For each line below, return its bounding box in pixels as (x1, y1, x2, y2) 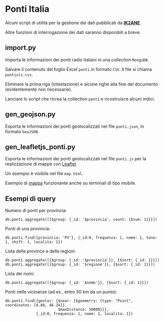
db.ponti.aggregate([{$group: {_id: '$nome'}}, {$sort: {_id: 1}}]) (5, 280, 149, 285)
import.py (5, 43, 36, 52)
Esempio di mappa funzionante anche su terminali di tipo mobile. (5, 180, 136, 186)
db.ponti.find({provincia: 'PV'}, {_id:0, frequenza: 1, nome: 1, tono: (5, 235, 158, 240)
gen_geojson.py (5, 110, 56, 119)
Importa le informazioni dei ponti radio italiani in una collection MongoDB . (5, 57, 149, 63)
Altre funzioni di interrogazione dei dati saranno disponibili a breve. (5, 29, 141, 35)
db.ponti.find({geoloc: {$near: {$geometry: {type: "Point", (5, 298, 133, 304)
